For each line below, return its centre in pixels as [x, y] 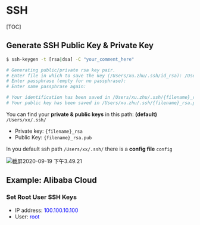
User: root [27, 216]
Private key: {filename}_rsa [49, 131]
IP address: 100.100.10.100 [46, 210]
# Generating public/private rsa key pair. [61, 70]
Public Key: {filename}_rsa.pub [53, 137]
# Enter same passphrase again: [46, 87]
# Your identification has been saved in [58, 98]
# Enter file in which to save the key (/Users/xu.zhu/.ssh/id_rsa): [94, 76]
